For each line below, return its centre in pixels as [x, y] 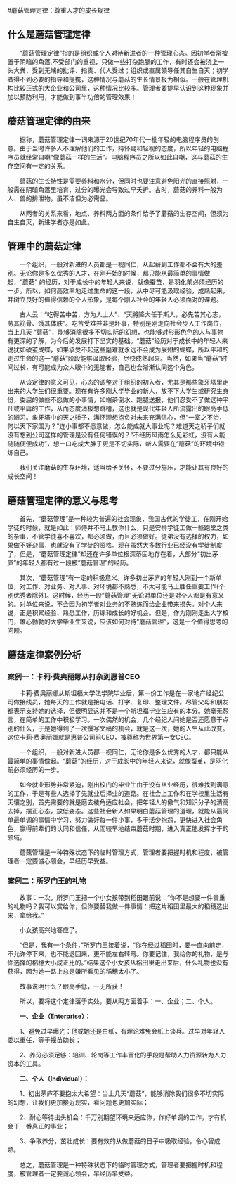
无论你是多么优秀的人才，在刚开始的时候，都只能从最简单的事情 [112, 274]
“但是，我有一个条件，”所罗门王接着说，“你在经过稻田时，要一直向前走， [124, 945]
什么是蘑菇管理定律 [49, 35]
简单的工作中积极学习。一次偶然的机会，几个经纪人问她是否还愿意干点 [127, 719]
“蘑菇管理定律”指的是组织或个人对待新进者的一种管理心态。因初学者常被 [124, 53]
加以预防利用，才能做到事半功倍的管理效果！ [72, 96]
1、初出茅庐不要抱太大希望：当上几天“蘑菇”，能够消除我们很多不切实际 [122, 1094]
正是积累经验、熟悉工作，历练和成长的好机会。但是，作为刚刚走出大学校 [124, 613]
